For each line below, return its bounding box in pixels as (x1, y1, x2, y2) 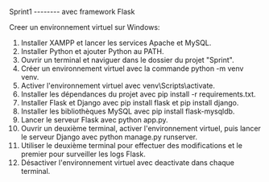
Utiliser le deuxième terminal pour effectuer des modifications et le (20, 141, 242, 150)
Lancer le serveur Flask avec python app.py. (20, 115, 168, 124)
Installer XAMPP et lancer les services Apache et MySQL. (20, 38, 212, 48)
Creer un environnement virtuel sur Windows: (9, 23, 160, 31)
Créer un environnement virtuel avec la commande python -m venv (20, 64, 244, 73)
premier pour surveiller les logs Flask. (20, 149, 146, 159)
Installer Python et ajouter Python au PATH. (20, 47, 164, 56)
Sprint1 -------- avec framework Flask (9, 7, 135, 16)
